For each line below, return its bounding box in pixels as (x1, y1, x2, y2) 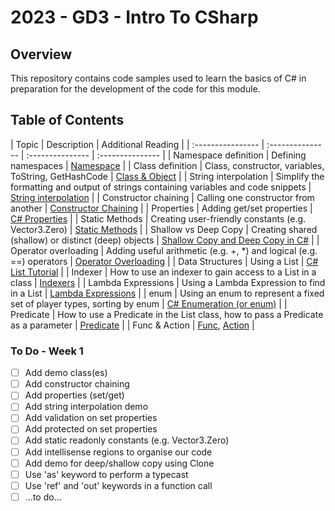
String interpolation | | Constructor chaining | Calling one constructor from (10, 191, 315, 203)
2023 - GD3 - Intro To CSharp (10, 6, 259, 29)
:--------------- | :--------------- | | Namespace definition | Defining (26, 149, 307, 161)
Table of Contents (10, 112, 125, 129)
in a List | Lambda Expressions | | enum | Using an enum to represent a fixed (10, 287, 325, 299)
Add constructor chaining (24, 378, 130, 390)
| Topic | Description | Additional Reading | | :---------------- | (10, 138, 265, 150)
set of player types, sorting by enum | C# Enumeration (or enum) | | (10, 297, 288, 310)
